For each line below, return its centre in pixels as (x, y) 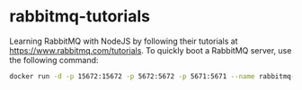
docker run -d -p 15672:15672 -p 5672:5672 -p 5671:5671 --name (132, 76)
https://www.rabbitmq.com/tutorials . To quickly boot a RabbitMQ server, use (151, 50)
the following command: (54, 60)
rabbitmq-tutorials (80, 16)
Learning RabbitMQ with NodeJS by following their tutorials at (124, 41)
